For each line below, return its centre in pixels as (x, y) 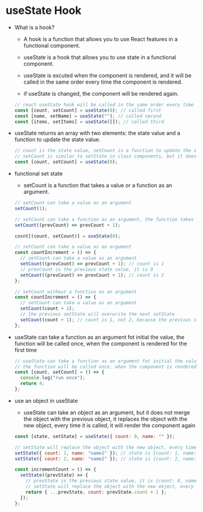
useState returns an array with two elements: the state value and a (97, 133)
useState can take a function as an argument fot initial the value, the (99, 337)
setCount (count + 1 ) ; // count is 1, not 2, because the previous (106, 320)
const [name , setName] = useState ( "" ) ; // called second (88, 116)
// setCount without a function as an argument (75, 291)
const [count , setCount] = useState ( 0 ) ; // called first (88, 110)
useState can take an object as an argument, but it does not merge (107, 412)
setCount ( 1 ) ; (31, 208)
